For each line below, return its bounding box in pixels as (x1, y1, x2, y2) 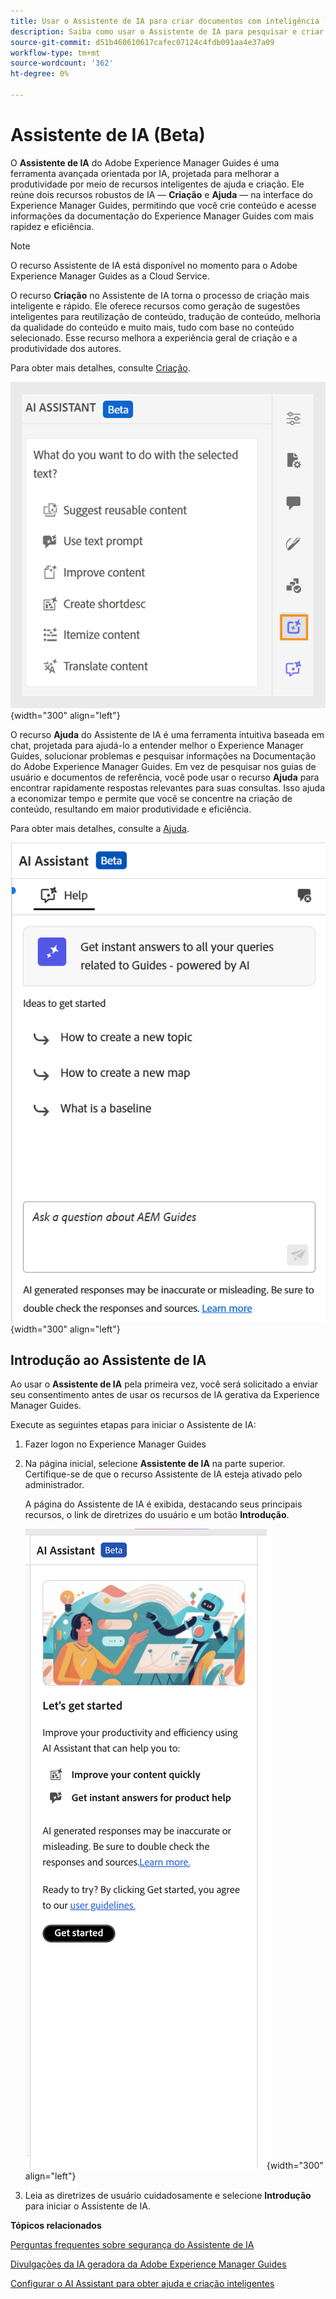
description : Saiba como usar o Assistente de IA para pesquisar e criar (10, 26, 325, 37)
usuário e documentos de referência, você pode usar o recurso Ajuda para (10, 771, 320, 783)
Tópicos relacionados (10, 2220, 102, 2232)
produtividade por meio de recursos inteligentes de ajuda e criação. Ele (10, 178, 305, 190)
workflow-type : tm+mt (10, 48, 101, 58)
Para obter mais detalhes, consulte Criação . (10, 361, 191, 374)
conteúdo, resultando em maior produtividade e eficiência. (10, 803, 252, 815)
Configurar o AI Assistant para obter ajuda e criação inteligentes (10, 2278, 275, 2290)
